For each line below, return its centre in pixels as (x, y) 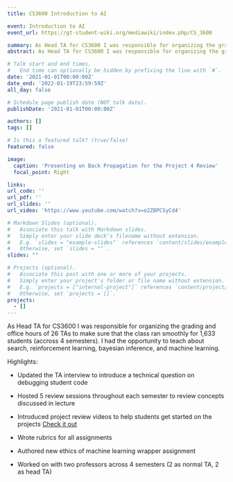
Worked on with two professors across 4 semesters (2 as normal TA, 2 (118, 465)
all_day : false (29, 90)
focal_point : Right (42, 172)
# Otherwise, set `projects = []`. (62, 293)
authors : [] (24, 121)
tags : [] (20, 128)
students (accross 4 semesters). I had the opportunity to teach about (106, 341)
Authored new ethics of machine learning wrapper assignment (106, 451)
